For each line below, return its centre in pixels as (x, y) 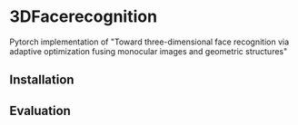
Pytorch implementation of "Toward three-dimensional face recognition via (149, 42)
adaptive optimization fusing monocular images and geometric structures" (149, 51)
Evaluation (40, 111)
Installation (42, 80)
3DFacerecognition (83, 17)
